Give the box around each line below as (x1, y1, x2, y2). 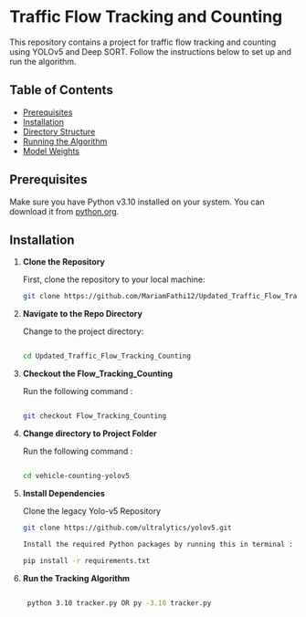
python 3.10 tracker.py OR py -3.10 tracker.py (26, 598, 212, 608)
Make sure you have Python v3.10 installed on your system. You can (9, 196, 265, 207)
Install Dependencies (22, 487, 105, 498)
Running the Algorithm (22, 135, 108, 147)
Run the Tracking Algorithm (22, 572, 131, 583)
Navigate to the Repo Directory (22, 308, 143, 319)
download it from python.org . (9, 205, 120, 216)
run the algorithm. (9, 56, 77, 67)
